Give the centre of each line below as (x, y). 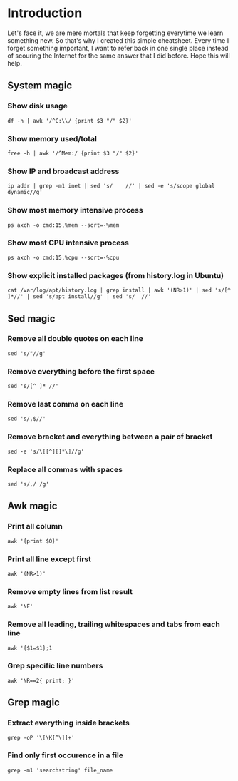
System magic (40, 86)
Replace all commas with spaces (65, 469)
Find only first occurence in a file (65, 755)
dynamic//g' (25, 193)
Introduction (45, 13)
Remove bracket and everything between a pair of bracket (110, 437)
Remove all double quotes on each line (76, 339)
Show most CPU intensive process (68, 243)
